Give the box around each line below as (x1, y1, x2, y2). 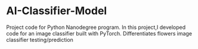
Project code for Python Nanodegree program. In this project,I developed (6, 24, 186, 31)
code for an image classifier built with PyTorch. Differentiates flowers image (6, 30, 193, 37)
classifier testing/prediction (6, 36, 73, 43)
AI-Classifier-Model (6, 4, 107, 18)
